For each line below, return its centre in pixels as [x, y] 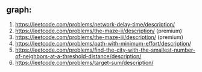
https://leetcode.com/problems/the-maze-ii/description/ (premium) [99, 31]
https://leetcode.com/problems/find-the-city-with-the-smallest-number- [105, 50]
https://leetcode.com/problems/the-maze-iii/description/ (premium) [99, 37]
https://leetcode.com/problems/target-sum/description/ [84, 62]
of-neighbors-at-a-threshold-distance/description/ [78, 56]
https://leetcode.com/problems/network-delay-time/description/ [95, 24]
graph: [19, 10]
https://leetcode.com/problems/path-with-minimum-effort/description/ [103, 43]
